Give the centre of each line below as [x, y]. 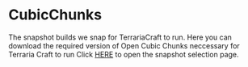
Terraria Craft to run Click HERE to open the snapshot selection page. [124, 54]
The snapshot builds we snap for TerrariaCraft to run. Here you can [120, 37]
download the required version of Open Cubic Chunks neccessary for [124, 45]
